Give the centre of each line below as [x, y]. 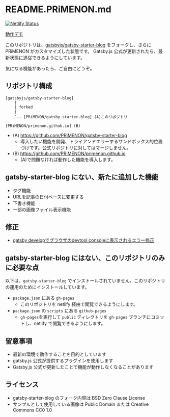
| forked [24, 107]
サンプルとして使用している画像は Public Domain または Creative [81, 404]
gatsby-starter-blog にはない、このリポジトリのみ [85, 258]
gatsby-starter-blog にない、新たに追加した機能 [82, 177]
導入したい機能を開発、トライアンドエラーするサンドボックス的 [87, 141]
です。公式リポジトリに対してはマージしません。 [80, 148]
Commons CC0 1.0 [32, 410]
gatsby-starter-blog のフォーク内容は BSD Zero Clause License [79, 398]
